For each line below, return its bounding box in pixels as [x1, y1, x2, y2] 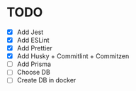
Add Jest [16, 28, 44, 36]
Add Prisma [16, 60, 51, 68]
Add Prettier [16, 44, 52, 53]
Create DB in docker [16, 76, 76, 85]
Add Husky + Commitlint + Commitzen [16, 52, 130, 60]
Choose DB [16, 68, 50, 77]
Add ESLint [16, 36, 50, 44]
